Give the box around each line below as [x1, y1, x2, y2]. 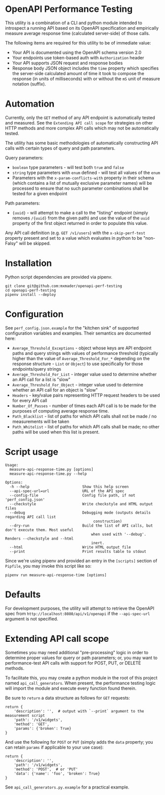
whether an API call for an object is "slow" [12, 387, 98, 393]
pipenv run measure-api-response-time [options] [5, 572, 107, 578]
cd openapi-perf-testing [5, 288, 56, 293]
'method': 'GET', [14, 721, 50, 727]
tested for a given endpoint [12, 190, 67, 196]
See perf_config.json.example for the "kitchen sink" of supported [5, 325, 139, 331]
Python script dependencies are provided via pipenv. [5, 274, 112, 280]
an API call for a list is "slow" [12, 377, 70, 382]
